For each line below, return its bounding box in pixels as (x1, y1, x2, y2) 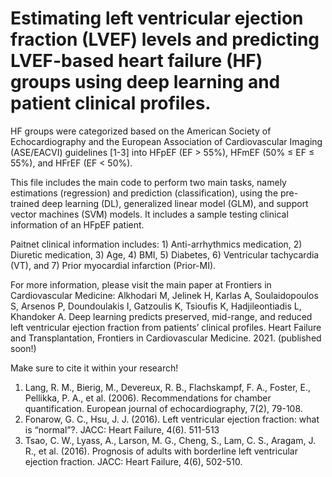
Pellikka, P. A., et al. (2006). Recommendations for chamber (24, 392, 272, 404)
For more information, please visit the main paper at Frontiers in (10, 278, 272, 291)
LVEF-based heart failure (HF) (10, 50, 263, 72)
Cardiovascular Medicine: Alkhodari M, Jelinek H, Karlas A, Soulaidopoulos (10, 289, 319, 301)
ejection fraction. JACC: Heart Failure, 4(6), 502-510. (24, 455, 243, 467)
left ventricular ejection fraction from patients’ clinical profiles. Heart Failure (10, 321, 322, 333)
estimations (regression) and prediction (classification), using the (10, 187, 279, 199)
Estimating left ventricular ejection (10, 7, 304, 30)
